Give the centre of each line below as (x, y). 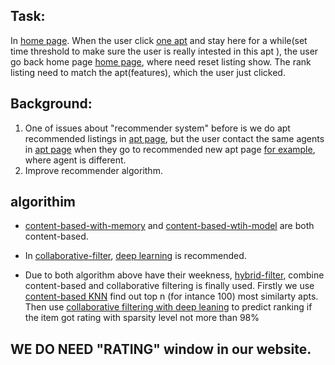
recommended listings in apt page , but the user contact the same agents (174, 138)
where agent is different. (75, 160)
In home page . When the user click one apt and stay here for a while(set (159, 40)
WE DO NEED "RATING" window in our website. (161, 349)
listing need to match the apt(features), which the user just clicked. (148, 72)
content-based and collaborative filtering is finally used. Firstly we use (169, 286)
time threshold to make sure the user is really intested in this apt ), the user (164, 51)
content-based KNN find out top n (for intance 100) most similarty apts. (171, 296)
